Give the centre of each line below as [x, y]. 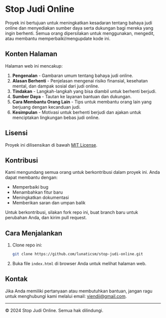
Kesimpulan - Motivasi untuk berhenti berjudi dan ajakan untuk [77, 112]
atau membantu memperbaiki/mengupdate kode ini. [58, 39]
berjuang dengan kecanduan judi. [46, 107]
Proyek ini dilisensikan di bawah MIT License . [51, 145]
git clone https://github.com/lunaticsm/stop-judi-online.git [78, 254]
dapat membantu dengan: [31, 178]
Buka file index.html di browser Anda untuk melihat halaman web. [79, 264]
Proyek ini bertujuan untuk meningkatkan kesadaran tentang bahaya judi [79, 23]
